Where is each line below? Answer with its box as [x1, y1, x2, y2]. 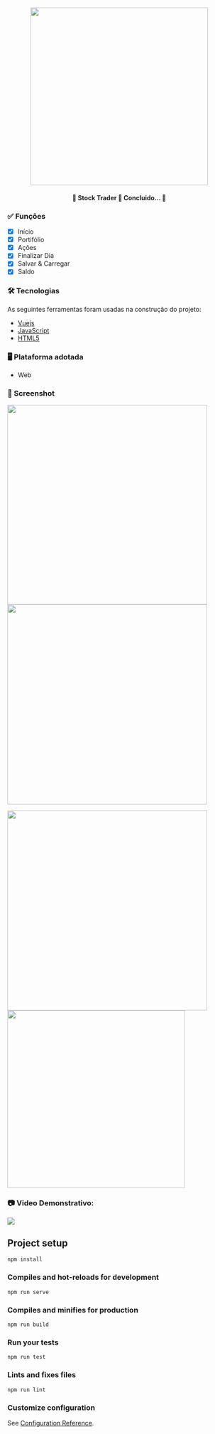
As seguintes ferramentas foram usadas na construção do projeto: [7, 305, 202, 313]
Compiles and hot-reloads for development [7, 1272, 160, 1282]
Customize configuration [7, 1403, 96, 1413]
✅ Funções [7, 211, 46, 221]
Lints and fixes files [7, 1370, 77, 1380]
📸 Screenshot [7, 388, 55, 398]
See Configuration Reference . [7, 1418, 94, 1427]
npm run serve [7, 1288, 50, 1296]
